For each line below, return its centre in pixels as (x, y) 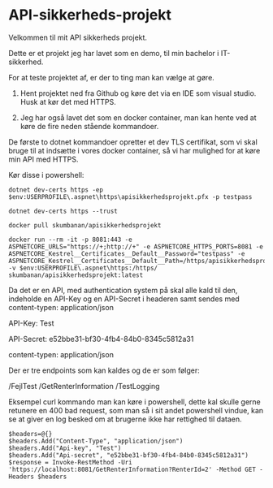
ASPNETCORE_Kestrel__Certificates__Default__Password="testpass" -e (127, 253)
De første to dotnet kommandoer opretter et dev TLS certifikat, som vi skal (133, 142)
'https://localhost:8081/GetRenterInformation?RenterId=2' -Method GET (132, 469)
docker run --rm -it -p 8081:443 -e (70, 240)
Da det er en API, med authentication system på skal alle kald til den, (123, 290)
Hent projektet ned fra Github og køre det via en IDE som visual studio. (138, 93)
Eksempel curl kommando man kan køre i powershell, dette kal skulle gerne (135, 402)
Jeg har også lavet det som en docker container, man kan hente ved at (139, 117)
